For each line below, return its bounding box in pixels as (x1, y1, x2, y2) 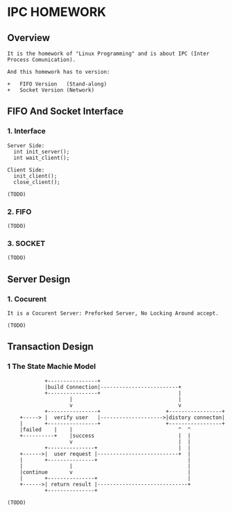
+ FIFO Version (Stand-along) (7, 81, 108, 88)
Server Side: (7, 142, 45, 149)
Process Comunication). (7, 56, 76, 63)
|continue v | (19, 468, 191, 476)
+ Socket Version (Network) (7, 87, 95, 94)
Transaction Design (7, 341, 94, 353)
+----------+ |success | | (19, 432, 191, 439)
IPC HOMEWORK (7, 4, 106, 20)
